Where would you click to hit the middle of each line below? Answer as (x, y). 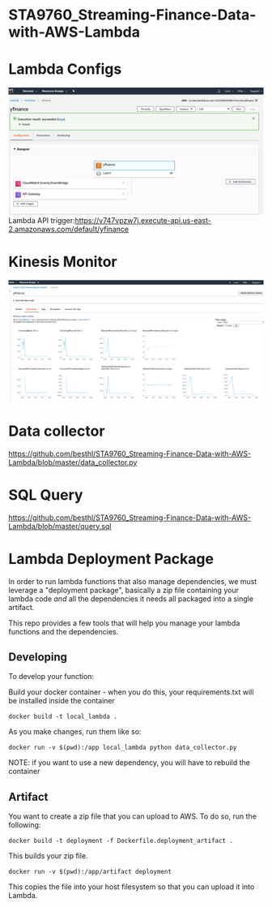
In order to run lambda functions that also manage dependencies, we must (133, 581)
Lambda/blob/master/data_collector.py (73, 462)
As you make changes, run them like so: (75, 732)
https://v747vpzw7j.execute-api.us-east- (143, 221)
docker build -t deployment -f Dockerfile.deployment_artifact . (121, 841)
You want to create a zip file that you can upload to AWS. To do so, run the (133, 816)
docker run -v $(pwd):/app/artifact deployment (90, 872)
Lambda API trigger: (42, 221)
